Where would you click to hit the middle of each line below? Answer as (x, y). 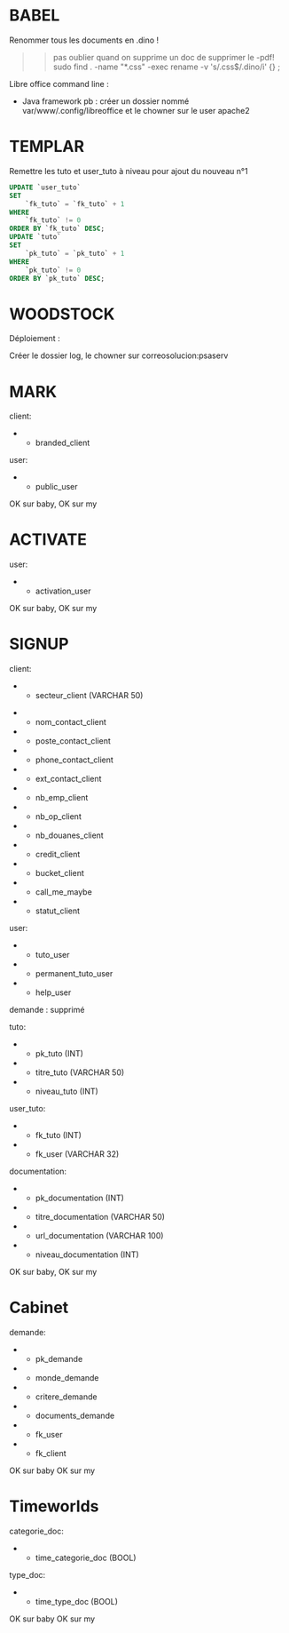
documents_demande (75, 1416)
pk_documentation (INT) (79, 1198)
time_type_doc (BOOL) (76, 1601)
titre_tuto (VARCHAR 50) (80, 1072)
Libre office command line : (59, 84)
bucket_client (59, 873)
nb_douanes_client (69, 835)
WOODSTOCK (62, 314)
